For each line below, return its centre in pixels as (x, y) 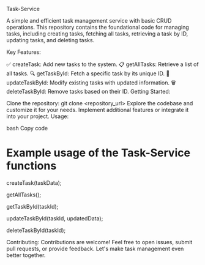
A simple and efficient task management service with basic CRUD (89, 21)
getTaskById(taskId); (32, 206)
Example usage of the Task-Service (99, 153)
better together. (26, 255)
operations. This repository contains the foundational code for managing (98, 27)
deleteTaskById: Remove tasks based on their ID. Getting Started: (88, 91)
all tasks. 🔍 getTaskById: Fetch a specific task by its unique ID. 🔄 (88, 73)
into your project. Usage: (38, 116)
